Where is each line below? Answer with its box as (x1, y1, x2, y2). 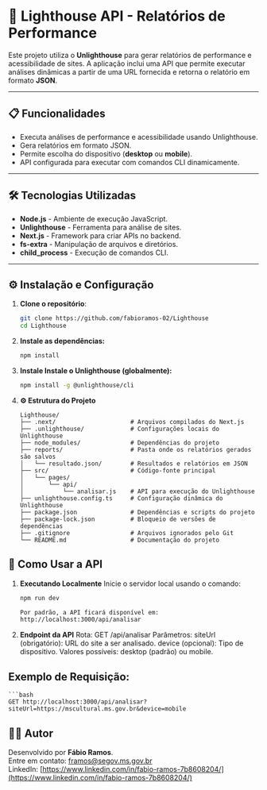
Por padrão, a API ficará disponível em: (19, 608, 159, 616)
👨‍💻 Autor (8, 726, 54, 740)
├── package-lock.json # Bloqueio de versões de (19, 515, 216, 523)
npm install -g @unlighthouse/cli (19, 381, 134, 389)
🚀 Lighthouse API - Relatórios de (8, 7, 226, 25)
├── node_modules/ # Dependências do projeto (19, 438, 220, 447)
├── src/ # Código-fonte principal (19, 466, 216, 475)
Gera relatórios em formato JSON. (19, 141, 132, 150)
